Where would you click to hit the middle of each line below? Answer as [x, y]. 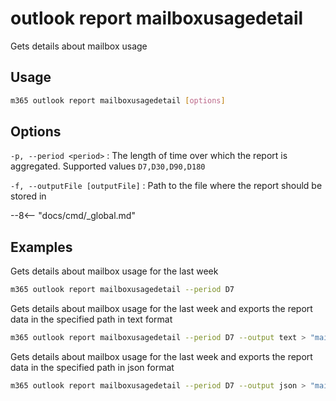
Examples [41, 247]
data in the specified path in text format [91, 319]
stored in [28, 196]
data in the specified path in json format [92, 367]
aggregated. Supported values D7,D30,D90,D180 [108, 166]
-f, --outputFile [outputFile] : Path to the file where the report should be [166, 186]
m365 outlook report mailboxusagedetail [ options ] [118, 100]
